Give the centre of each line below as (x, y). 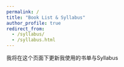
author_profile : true (34, 23)
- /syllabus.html (34, 40)
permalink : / (23, 12)
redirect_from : (26, 29)
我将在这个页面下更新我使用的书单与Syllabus (62, 58)
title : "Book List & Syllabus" (46, 18)
